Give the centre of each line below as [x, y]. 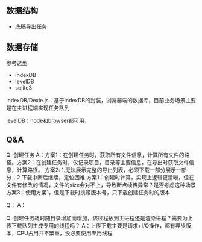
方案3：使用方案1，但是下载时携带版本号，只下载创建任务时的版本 [88, 193]
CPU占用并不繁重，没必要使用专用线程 [65, 233]
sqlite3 [23, 88]
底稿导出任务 [31, 26]
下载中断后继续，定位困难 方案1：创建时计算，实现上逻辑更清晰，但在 [108, 178]
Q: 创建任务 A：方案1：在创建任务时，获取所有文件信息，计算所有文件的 [95, 155]
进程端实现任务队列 [46, 108]
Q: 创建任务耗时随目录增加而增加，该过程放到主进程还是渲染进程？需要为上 [99, 218]
